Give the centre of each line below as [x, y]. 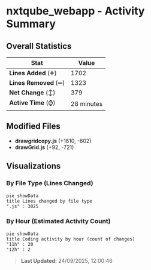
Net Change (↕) [32, 93]
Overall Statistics [39, 46]
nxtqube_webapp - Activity [75, 11]
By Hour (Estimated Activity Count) [58, 221]
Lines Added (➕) [33, 73]
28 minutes [87, 103]
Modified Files [34, 127]
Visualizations [34, 166]
